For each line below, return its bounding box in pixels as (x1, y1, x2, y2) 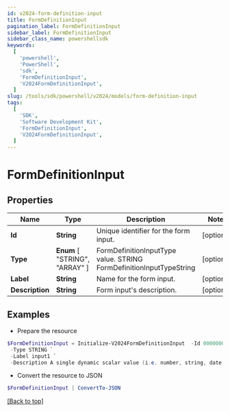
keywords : (7, 42, 36, 49)
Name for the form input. (96, 274, 176, 284)
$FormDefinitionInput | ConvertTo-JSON (7, 385, 121, 391)
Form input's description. (96, 285, 177, 295)
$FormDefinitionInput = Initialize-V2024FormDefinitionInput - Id (7, 340, 201, 347)
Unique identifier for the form (96, 226, 190, 236)
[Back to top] (7, 397, 44, 405)
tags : (7, 99, 23, 106)
